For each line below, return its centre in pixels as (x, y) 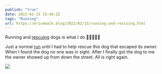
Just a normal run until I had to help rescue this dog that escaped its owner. (81, 47)
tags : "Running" (22, 19)
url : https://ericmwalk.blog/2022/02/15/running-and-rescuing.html (76, 23)
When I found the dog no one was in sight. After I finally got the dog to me (80, 52)
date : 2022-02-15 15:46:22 (33, 14)
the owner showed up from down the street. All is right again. (67, 57)
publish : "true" (22, 10)
